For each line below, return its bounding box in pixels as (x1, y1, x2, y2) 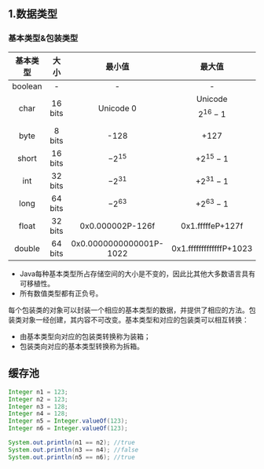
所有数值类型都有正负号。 (19, 289, 103, 298)
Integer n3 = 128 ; (8, 402, 68, 410)
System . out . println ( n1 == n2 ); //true (8, 438, 135, 447)
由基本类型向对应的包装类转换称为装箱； (19, 332, 151, 341)
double (14, 243, 41, 254)
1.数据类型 (8, 7, 58, 21)
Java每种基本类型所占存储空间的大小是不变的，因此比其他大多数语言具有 (19, 269, 256, 278)
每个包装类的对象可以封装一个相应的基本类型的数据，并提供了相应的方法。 (8, 305, 249, 315)
